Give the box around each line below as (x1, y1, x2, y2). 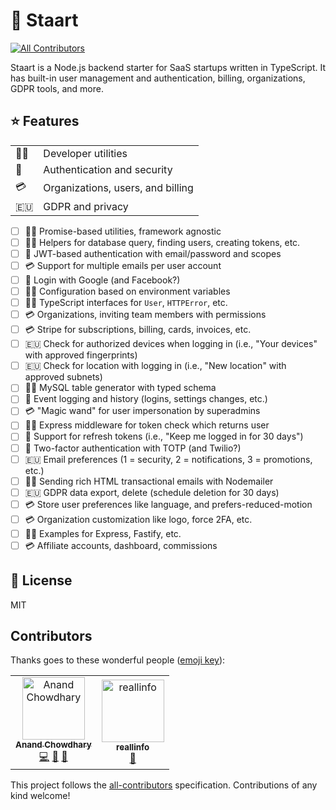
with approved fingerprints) (24, 349, 138, 361)
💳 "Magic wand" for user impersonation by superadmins (24, 405, 261, 417)
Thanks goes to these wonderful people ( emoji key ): (10, 654, 226, 666)
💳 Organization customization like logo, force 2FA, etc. (24, 513, 253, 525)
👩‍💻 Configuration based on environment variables (24, 285, 231, 297)
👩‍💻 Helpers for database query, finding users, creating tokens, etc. (24, 236, 301, 248)
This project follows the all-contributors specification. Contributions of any (10, 779, 318, 791)
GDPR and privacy (43, 199, 129, 213)
